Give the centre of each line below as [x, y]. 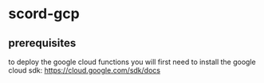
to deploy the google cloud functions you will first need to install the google [132, 62]
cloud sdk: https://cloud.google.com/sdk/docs [85, 70]
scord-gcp [44, 14]
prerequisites [42, 43]
